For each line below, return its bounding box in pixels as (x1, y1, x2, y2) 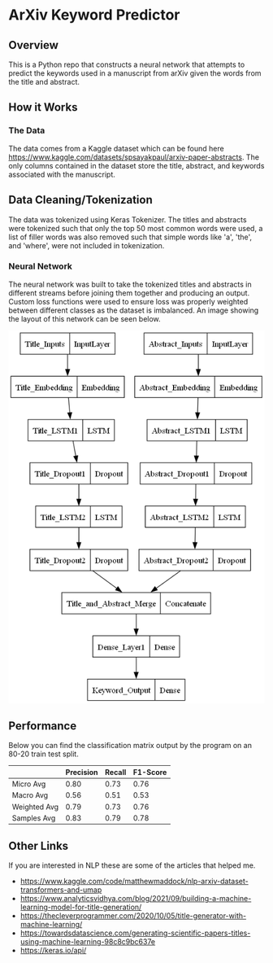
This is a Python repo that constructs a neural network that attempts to (8, 59, 245, 69)
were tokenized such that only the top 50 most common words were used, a (8, 223, 263, 233)
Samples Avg (11, 812, 56, 823)
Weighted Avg (11, 802, 59, 812)
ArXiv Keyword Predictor (8, 6, 180, 24)
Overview (8, 38, 59, 52)
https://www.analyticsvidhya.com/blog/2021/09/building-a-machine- (19, 894, 252, 904)
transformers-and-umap (19, 885, 102, 895)
